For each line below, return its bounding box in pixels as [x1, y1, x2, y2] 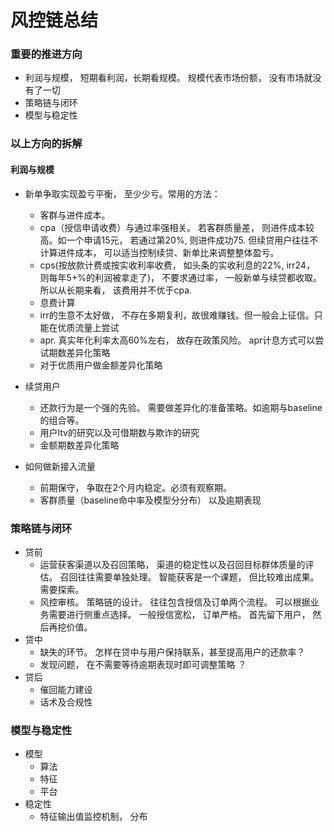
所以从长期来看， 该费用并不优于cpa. [39, 284, 193, 296]
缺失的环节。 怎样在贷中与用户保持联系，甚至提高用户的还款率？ [39, 646, 306, 658]
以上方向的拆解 [10, 137, 83, 151]
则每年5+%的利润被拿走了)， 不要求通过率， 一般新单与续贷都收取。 [39, 271, 322, 283]
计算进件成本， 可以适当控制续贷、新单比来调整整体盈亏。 [39, 246, 280, 258]
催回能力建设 [39, 683, 93, 695]
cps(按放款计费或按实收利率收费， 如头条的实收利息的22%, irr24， [39, 259, 315, 271]
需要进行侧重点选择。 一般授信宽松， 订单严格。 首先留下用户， [48, 608, 311, 620]
